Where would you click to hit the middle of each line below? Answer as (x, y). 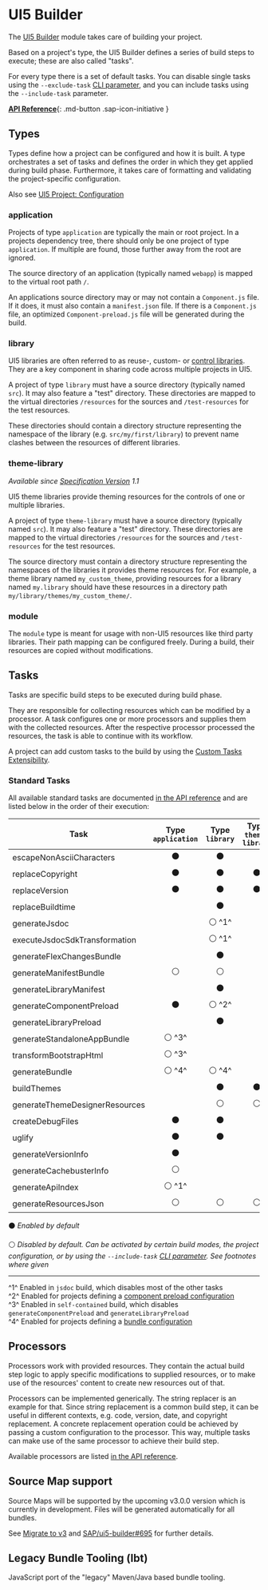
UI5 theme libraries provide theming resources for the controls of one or (127, 496)
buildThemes (37, 1088)
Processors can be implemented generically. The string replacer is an (122, 1398)
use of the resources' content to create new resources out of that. (117, 1383)
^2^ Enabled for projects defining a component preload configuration (121, 1296)
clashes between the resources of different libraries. (95, 443)
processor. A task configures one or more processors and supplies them (127, 719)
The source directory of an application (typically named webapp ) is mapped (131, 273)
